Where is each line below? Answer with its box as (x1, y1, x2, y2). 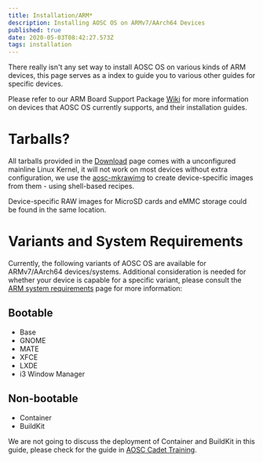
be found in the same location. (8, 205, 107, 215)
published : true (8, 26, 61, 34)
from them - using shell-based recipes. (8, 182, 135, 191)
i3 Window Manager (19, 369, 85, 379)
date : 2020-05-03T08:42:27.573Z (8, 33, 114, 42)
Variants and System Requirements (8, 233, 243, 250)
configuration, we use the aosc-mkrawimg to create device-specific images (8, 173, 254, 183)
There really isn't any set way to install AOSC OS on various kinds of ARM (8, 62, 246, 72)
